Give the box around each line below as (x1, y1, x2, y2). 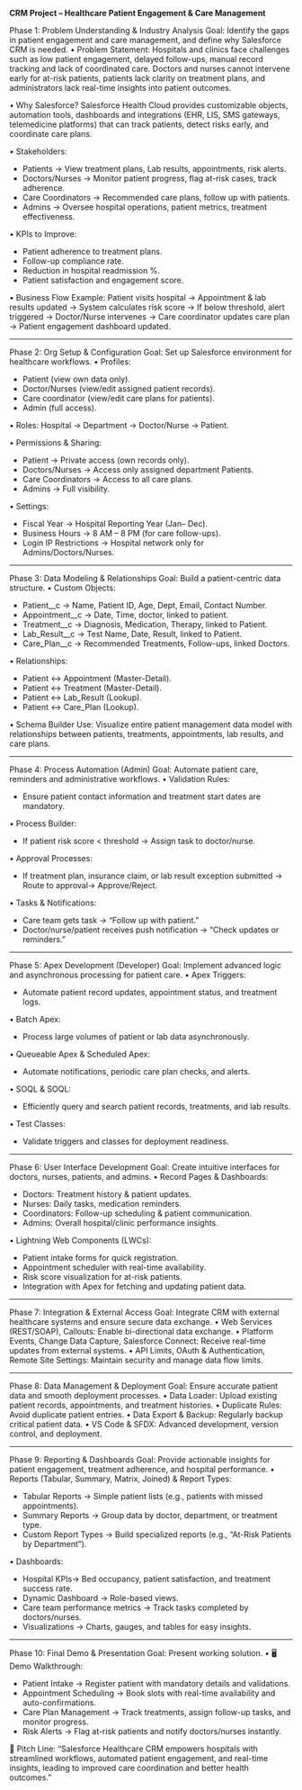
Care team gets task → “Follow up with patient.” (22, 915, 200, 925)
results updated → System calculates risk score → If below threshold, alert (9, 301, 285, 312)
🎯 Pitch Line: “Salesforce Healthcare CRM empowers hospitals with (9, 1743, 259, 1754)
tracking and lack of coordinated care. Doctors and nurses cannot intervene (9, 63, 290, 74)
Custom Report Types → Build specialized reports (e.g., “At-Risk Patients (22, 1529, 292, 1540)
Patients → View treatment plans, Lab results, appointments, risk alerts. (22, 164, 287, 174)
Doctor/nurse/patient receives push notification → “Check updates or (22, 924, 280, 935)
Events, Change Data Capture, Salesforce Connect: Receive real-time (9, 1336, 267, 1346)
